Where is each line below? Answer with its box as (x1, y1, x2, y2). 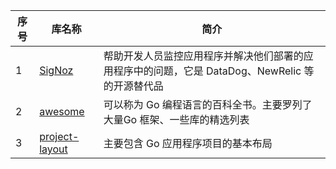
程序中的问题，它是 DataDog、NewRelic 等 (113, 64, 315, 78)
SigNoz (39, 64, 74, 77)
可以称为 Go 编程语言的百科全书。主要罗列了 (103, 98, 313, 111)
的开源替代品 (103, 79, 164, 93)
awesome (39, 105, 85, 118)
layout (39, 142, 68, 156)
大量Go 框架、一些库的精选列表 (103, 113, 250, 126)
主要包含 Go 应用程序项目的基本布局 (103, 137, 273, 150)
